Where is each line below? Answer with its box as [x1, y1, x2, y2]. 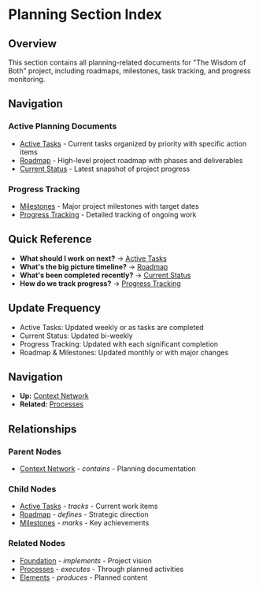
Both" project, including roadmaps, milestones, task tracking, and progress [8, 66, 251, 76]
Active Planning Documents [8, 121, 117, 132]
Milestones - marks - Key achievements [19, 518, 150, 528]
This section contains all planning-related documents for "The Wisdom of [8, 58, 246, 67]
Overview [8, 37, 57, 50]
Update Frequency [8, 302, 101, 315]
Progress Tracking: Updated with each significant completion [19, 339, 219, 348]
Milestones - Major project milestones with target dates [19, 201, 199, 210]
